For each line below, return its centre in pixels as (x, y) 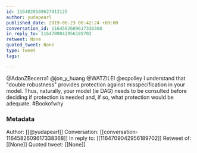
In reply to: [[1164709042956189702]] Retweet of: (130, 138)
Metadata (20, 118)
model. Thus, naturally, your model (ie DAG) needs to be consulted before (97, 90)
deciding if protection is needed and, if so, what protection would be (90, 97)
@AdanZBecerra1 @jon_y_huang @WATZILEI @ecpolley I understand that (96, 78)
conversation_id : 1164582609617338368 (54, 28)
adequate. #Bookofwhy (35, 103)
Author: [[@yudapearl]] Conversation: (53, 132)
